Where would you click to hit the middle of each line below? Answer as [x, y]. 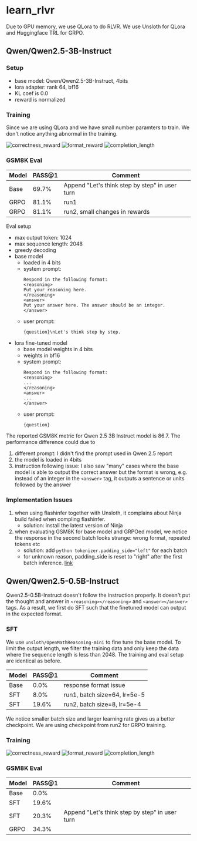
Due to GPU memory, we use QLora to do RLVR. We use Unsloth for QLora [96, 26]
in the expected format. [34, 614]
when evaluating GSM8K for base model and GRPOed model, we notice [101, 531]
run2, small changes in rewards [107, 212]
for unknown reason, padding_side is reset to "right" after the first [103, 556]
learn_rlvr [30, 10]
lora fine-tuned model [41, 343]
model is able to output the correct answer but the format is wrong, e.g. [101, 472]
